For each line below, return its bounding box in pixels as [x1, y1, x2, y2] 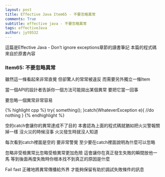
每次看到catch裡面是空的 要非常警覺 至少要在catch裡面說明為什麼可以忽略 [5, 139, 156, 145]
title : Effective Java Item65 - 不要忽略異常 [5, 12, 96, 17]
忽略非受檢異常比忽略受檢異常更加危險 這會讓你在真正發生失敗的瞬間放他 [5, 150, 153, 156]
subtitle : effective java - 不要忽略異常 [5, 21, 87, 26]
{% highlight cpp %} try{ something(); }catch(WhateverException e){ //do [5, 107, 154, 113]
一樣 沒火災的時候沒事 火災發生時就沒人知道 [9, 129, 99, 135]
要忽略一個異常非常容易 [5, 97, 53, 103]
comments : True [5, 16, 36, 21]
